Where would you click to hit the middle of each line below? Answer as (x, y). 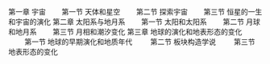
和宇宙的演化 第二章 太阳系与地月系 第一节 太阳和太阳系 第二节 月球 (134, 22)
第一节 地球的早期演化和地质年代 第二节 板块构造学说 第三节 (139, 42)
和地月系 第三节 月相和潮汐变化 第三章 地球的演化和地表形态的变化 (125, 32)
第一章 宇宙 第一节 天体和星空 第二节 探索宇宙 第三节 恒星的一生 (135, 12)
